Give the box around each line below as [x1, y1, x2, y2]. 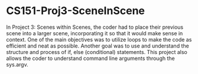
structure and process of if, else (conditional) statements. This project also [6, 48, 187, 55]
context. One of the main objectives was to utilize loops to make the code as [6, 36, 192, 43]
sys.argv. [6, 60, 28, 68]
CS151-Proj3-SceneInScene [6, 4, 145, 18]
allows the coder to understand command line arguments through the [6, 55, 176, 62]
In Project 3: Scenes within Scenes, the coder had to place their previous [6, 23, 184, 31]
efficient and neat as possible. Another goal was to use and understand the [6, 42, 189, 49]
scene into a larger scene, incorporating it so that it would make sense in [6, 29, 183, 36]
